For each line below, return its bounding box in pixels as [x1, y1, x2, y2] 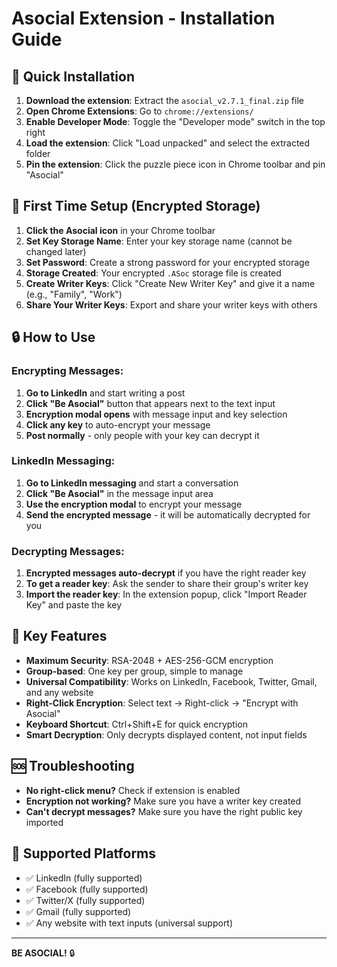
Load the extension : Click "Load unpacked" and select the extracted [25, 137, 311, 149]
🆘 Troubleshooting [11, 758, 135, 775]
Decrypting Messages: [11, 544, 125, 558]
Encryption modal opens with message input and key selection [25, 408, 288, 420]
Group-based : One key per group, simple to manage [25, 665, 244, 677]
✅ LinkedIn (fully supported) [25, 872, 143, 884]
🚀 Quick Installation [11, 68, 135, 85]
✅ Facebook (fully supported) [25, 883, 149, 895]
